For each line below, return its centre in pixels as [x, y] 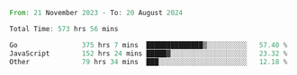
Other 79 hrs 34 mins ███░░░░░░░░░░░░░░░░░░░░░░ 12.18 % [148, 62]
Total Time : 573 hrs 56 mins [64, 29]
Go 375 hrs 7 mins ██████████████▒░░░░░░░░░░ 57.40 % [148, 45]
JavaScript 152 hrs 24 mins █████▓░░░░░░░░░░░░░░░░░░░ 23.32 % [148, 54]
